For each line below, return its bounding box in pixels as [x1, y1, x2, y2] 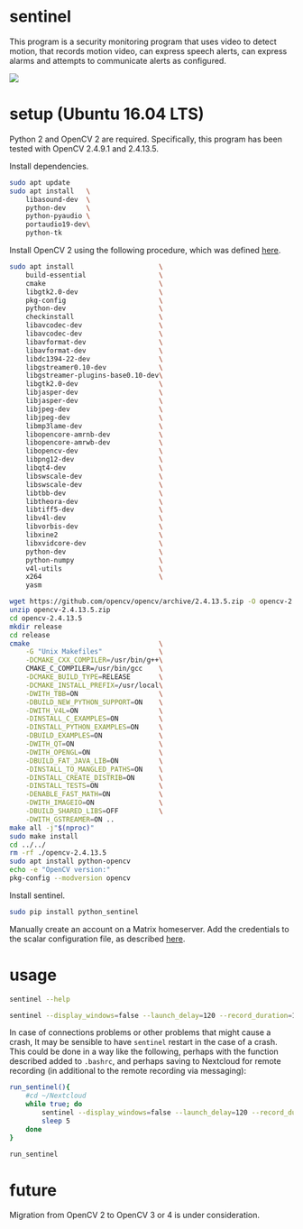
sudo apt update [9, 178, 70, 187]
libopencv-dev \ [25, 446, 164, 456]
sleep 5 [41, 1116, 70, 1125]
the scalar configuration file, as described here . [9, 933, 186, 944]
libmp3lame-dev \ [25, 421, 164, 430]
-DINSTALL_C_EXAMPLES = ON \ [25, 714, 164, 723]
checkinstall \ [25, 313, 164, 322]
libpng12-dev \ [25, 455, 164, 464]
